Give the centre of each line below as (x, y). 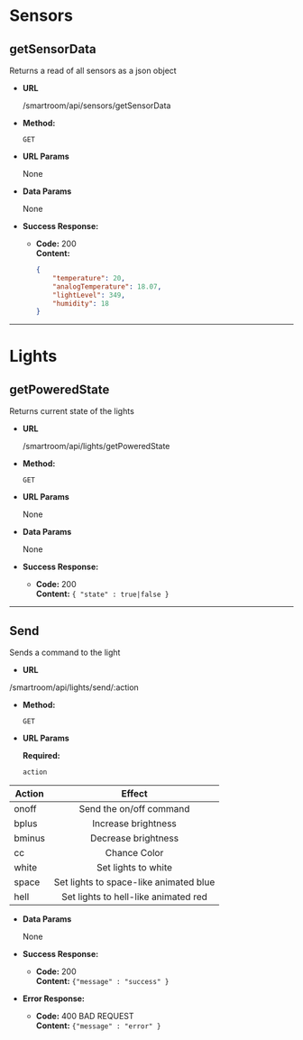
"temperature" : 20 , (89, 278)
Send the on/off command (134, 809)
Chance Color (134, 853)
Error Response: (54, 999)
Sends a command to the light (65, 653)
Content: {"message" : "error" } (98, 1026)
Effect (134, 794)
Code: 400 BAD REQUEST (85, 1017)
